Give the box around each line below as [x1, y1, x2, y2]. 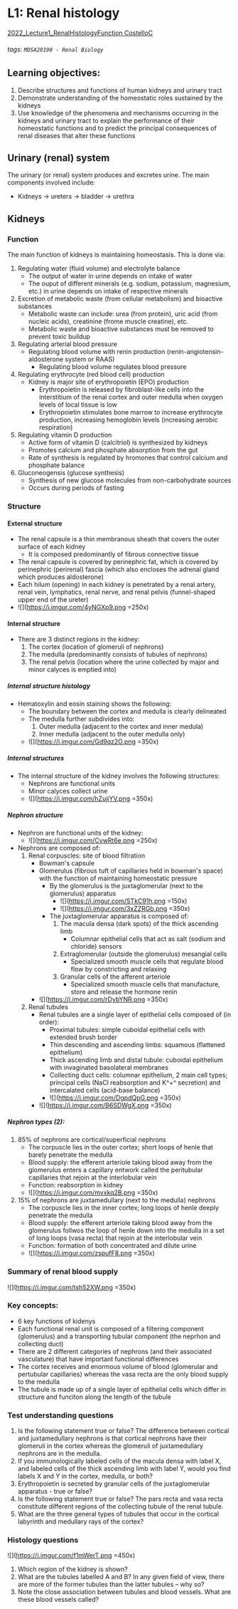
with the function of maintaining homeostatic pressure [38, 874, 198, 882]
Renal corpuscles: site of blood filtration [28, 851, 146, 860]
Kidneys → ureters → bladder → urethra [17, 192, 135, 201]
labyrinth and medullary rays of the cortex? [17, 1517, 144, 1526]
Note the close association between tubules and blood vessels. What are [17, 1588, 232, 1596]
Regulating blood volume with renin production [28, 348, 166, 356]
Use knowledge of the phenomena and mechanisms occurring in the [17, 108, 219, 117]
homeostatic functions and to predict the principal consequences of [17, 123, 217, 132]
